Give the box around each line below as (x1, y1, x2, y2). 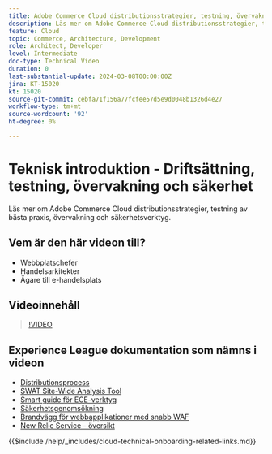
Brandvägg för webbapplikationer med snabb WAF (19, 412, 189, 422)
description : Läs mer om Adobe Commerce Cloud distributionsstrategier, (8, 19, 259, 28)
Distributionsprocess (19, 378, 90, 387)
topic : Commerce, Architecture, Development (8, 34, 161, 43)
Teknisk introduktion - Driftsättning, (8, 160, 255, 179)
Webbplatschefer (19, 257, 79, 267)
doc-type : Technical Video (8, 58, 100, 66)
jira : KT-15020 (8, 80, 60, 88)
